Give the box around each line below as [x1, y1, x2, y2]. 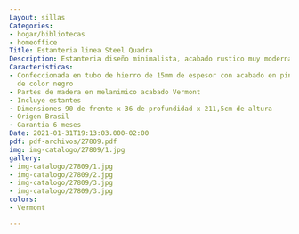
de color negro [17, 79, 74, 88]
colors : [9, 195, 38, 205]
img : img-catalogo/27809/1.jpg [9, 145, 125, 154]
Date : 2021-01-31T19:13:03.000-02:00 [9, 129, 149, 138]
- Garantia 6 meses [9, 121, 82, 130]
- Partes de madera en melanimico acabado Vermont [9, 87, 201, 96]
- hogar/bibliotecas [9, 29, 86, 38]
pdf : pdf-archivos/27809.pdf [9, 137, 117, 146]
